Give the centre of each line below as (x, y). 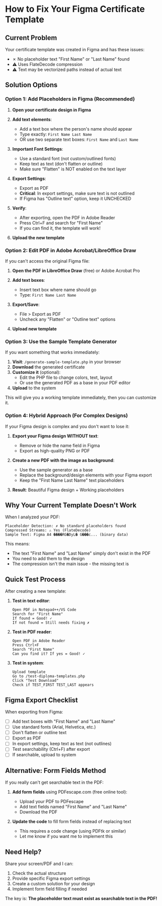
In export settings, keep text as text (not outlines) (62, 744)
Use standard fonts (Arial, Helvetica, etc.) (54, 727)
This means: (18, 544)
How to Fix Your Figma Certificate (75, 9)
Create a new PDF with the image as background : (63, 460)
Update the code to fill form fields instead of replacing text (72, 822)
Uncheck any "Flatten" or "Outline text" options (67, 319)
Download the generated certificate (48, 367)
